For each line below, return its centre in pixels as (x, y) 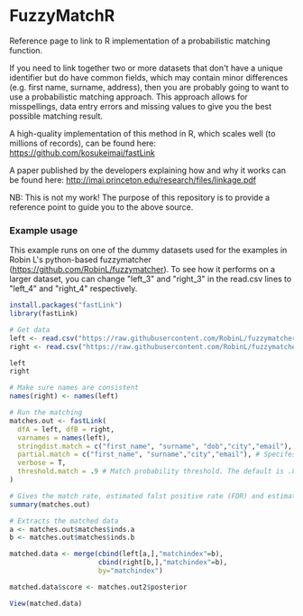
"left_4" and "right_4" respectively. (73, 289)
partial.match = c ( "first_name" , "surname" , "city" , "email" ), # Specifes (157, 455)
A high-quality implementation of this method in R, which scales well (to (142, 133)
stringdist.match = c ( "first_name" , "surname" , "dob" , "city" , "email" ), (155, 446)
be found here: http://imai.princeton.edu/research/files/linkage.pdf (133, 180)
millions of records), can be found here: (83, 143)
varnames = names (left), (64, 438)
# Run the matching (46, 412)
